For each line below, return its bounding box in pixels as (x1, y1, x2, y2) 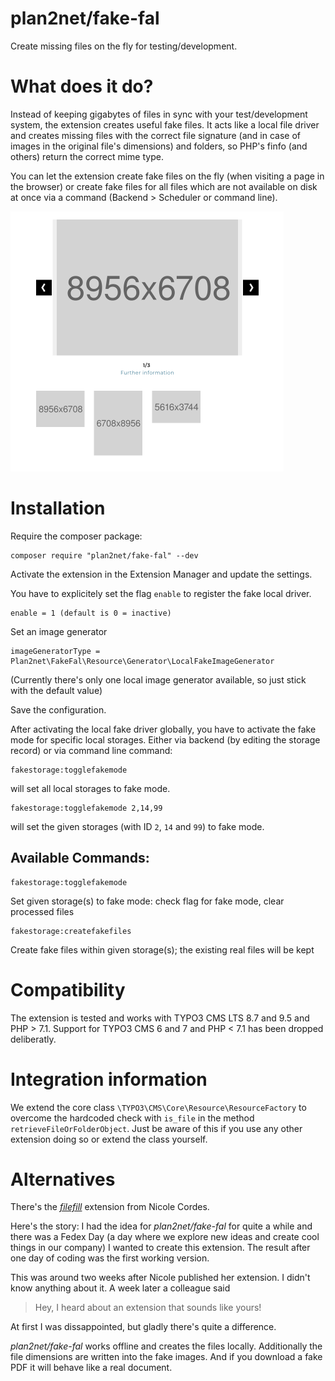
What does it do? (10, 75, 154, 98)
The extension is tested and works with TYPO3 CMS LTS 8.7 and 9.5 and (10, 1012, 310, 1024)
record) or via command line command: (10, 744, 173, 756)
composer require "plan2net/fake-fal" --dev (10, 550, 199, 561)
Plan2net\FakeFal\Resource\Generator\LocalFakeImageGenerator (10, 656, 275, 666)
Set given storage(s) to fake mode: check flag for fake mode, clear (10, 895, 285, 907)
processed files (10, 905, 75, 917)
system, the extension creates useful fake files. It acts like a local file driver (10, 118, 320, 131)
